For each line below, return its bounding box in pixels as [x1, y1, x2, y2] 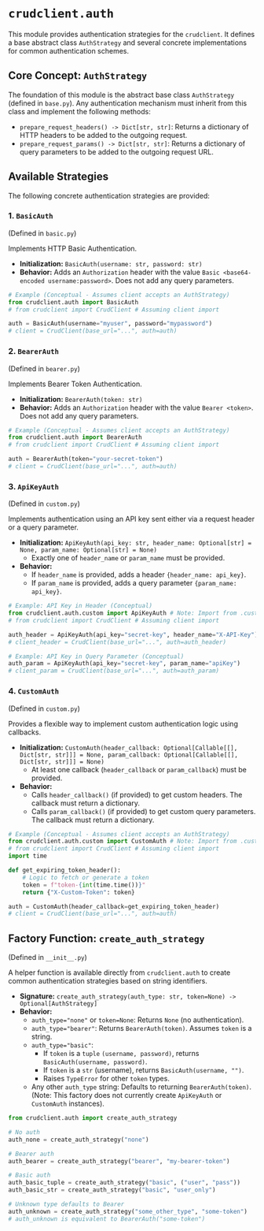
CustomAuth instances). [31, 1099, 104, 1109]
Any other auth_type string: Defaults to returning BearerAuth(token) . [31, 1082, 251, 1092]
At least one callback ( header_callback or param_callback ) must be [31, 764, 247, 774]
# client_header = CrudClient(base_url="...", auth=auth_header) [8, 638, 226, 646]
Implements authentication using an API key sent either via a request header [8, 515, 255, 524]
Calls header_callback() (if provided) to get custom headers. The [31, 790, 243, 799]
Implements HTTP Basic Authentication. [8, 244, 137, 253]
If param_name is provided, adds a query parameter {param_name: [31, 578, 237, 588]
